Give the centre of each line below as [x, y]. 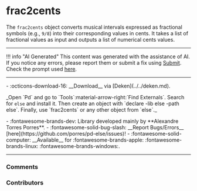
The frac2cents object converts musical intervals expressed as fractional [94, 27]
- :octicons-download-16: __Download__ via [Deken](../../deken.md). [88, 86]
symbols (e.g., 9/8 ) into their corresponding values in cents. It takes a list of [97, 33]
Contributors [25, 182]
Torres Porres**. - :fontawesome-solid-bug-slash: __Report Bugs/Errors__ [95, 127]
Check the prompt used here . [42, 69]
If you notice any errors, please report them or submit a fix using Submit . [94, 62]
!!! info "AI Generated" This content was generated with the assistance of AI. [98, 56]
